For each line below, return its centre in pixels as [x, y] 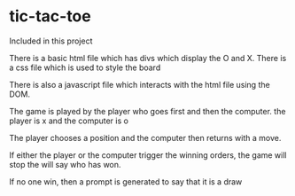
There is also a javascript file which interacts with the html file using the [140, 84]
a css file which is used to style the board [85, 67]
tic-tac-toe [50, 16]
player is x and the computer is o [69, 121]
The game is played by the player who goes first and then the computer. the [147, 111]
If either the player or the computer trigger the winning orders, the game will [148, 155]
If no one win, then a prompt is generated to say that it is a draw [126, 181]
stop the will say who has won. [65, 164]
